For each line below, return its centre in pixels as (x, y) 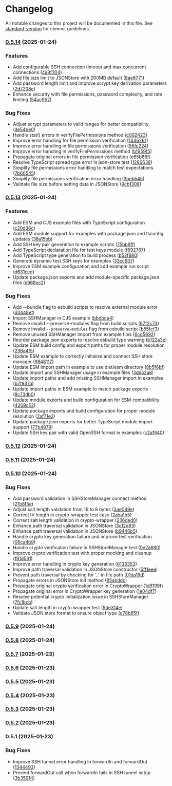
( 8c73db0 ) (24, 394)
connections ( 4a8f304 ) (37, 72)
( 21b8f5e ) (23, 504)
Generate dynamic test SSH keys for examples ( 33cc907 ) (74, 260)
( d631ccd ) (24, 272)
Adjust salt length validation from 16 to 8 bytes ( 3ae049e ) (73, 510)
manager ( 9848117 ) (33, 361)
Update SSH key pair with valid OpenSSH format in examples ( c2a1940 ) (89, 433)
